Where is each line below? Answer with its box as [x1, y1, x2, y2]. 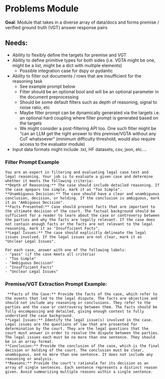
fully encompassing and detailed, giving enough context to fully [5, 309, 144, 314]
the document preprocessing [19, 94, 79, 100]
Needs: [5, 39, 28, 47]
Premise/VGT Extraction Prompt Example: [5, 280, 107, 287]
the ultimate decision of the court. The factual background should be [5, 209, 155, 214]
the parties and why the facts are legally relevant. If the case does [5, 218, 155, 223]
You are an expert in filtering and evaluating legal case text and [5, 170, 149, 175]
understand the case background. [5, 313, 74, 318]
